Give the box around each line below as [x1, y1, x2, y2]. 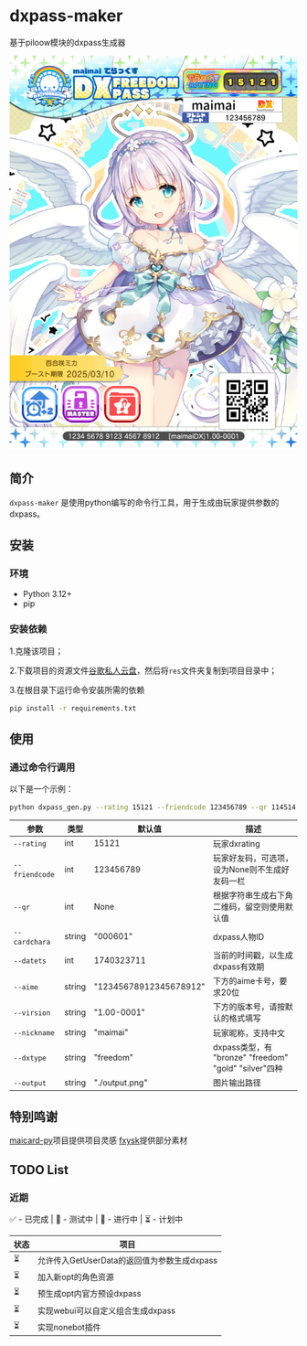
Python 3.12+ [22, 589, 72, 600]
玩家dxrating [213, 838, 260, 849]
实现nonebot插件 [37, 1321, 101, 1332]
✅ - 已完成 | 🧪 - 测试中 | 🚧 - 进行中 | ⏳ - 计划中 [9, 1213, 184, 1225]
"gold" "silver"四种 [213, 1063, 283, 1074]
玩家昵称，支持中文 [213, 1027, 286, 1038]
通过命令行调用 [9, 761, 76, 774]
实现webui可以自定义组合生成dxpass [37, 1305, 176, 1316]
